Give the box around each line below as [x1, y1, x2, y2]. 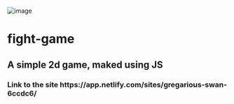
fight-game [7, 31, 75, 47]
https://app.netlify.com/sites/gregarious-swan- [59, 80, 228, 89]
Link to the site [7, 80, 58, 89]
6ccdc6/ [7, 88, 37, 98]
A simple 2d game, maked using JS [7, 59, 163, 70]
